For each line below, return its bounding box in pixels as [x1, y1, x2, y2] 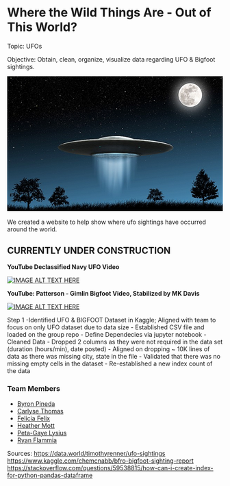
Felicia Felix [16, 414, 50, 422]
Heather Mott [16, 421, 55, 429]
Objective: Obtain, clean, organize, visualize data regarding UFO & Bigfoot [7, 55, 216, 63]
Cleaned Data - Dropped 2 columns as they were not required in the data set [7, 337, 223, 346]
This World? [7, 19, 77, 35]
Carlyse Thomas [16, 407, 64, 415]
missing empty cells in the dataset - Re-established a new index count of [7, 359, 213, 368]
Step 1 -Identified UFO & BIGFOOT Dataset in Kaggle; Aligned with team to [7, 316, 216, 324]
